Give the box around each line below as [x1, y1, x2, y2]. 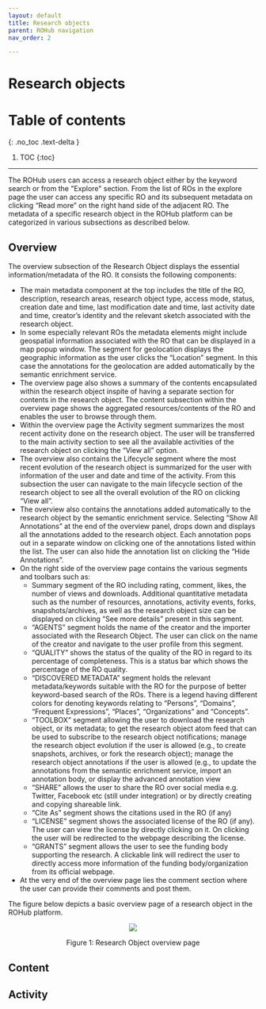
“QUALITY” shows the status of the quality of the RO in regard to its [31, 648, 253, 658]
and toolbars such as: [19, 572, 91, 581]
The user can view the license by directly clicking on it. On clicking [31, 825, 249, 834]
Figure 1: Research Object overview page [66, 938, 200, 948]
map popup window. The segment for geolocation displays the [19, 344, 224, 354]
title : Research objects [8, 19, 90, 27]
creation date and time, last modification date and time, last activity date [19, 302, 256, 312]
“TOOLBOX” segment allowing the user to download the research [31, 716, 245, 725]
